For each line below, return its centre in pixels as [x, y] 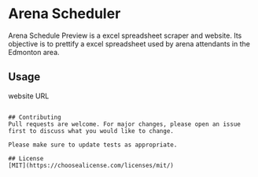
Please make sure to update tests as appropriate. [93, 145]
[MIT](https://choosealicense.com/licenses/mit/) [91, 165]
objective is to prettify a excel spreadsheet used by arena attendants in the [129, 43]
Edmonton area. [34, 52]
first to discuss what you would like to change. [91, 131]
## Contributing [35, 117]
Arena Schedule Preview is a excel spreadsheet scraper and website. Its [125, 35]
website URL [29, 96]
